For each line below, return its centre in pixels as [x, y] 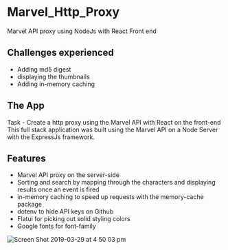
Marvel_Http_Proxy [64, 12]
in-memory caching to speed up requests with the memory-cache [110, 197]
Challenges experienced [61, 53]
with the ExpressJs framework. [51, 137]
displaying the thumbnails [54, 76]
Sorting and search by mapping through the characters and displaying [116, 183]
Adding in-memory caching [56, 84]
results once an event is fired [58, 189]
